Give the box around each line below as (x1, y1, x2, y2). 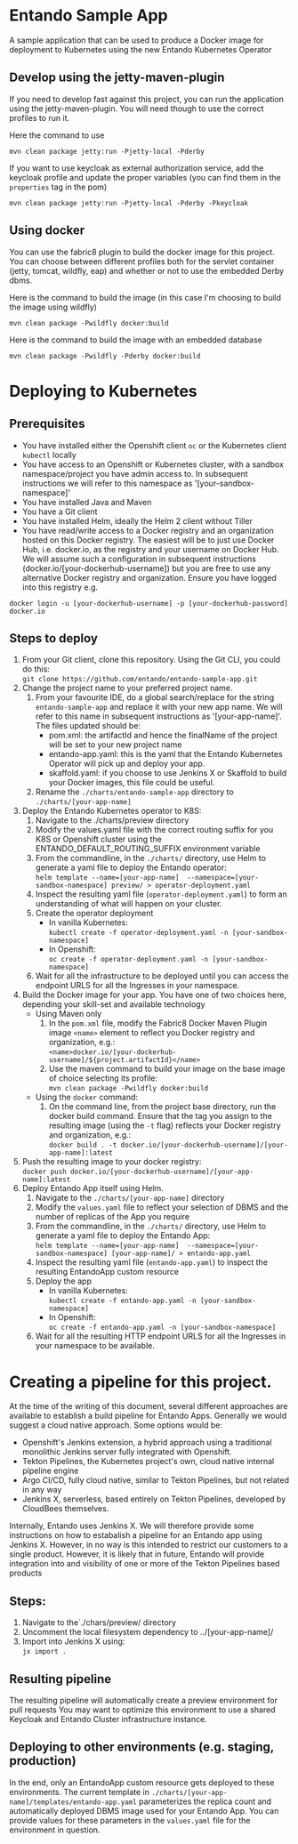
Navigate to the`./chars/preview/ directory (21, 1617, 176, 1628)
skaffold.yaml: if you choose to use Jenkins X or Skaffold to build (48, 768, 287, 778)
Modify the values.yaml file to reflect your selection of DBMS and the (35, 1202, 289, 1212)
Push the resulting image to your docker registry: (21, 1156, 202, 1167)
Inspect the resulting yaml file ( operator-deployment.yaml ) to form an (35, 889, 287, 899)
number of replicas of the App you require (35, 1212, 189, 1222)
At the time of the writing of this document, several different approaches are (9, 1401, 288, 1412)
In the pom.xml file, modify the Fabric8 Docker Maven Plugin (48, 1018, 268, 1028)
